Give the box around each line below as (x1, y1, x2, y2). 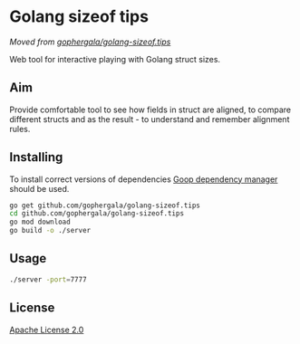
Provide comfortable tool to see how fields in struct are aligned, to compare (9, 104, 292, 115)
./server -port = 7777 (9, 274, 88, 284)
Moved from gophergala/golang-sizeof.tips (9, 36, 171, 47)
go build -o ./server (9, 226, 92, 235)
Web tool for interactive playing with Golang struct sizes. (9, 53, 220, 64)
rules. (9, 123, 31, 134)
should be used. (9, 183, 70, 194)
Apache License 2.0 (9, 324, 84, 335)
